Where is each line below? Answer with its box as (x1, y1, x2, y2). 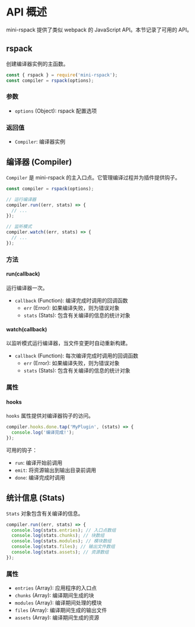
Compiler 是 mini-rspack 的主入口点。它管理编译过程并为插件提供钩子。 (6, 174, 181, 181)
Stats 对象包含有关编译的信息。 (6, 510, 84, 517)
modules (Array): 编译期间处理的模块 (14, 599, 102, 606)
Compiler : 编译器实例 (14, 138, 66, 145)
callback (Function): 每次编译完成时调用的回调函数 (14, 352, 139, 359)
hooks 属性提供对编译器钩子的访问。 (6, 412, 94, 420)
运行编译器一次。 (6, 284, 48, 291)
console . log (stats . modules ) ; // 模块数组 (11, 538, 111, 544)
